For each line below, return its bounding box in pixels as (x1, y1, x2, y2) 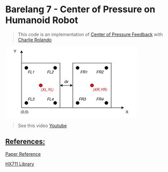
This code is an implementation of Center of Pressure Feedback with (17, 31, 163, 37)
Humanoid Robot (5, 14, 78, 26)
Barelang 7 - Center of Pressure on (5, 4, 155, 15)
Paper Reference (5, 151, 41, 157)
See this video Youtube (17, 122, 67, 129)
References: (5, 137, 45, 146)
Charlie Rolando (17, 37, 52, 43)
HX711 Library (5, 161, 34, 167)
